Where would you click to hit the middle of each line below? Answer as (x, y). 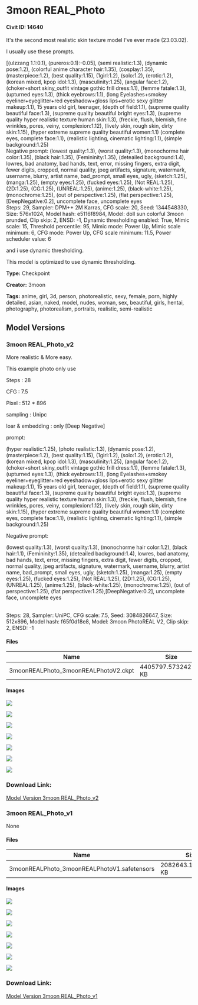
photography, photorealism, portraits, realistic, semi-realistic (80, 309)
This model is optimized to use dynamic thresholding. (71, 262)
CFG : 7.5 (17, 392)
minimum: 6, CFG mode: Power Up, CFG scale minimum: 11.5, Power (89, 233)
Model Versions (36, 327)
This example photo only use (41, 369)
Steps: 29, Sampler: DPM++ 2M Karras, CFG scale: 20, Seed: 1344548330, (97, 208)
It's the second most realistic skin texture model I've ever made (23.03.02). (97, 40)
